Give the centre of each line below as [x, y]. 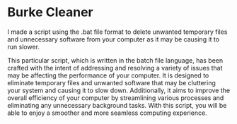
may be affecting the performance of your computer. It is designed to [108, 75]
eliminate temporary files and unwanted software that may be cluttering [111, 82]
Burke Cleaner [50, 12]
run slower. [24, 46]
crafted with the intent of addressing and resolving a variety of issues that [115, 68]
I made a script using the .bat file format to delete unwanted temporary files [117, 32]
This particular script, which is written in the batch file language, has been [115, 60]
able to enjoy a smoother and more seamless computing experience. [107, 113]
